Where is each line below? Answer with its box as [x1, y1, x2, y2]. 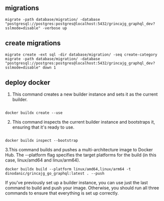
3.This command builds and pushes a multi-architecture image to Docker [5, 147, 153, 153]
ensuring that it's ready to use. [12, 124, 75, 130]
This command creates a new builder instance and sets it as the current [12, 91, 158, 98]
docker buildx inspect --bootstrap [5, 138, 78, 143]
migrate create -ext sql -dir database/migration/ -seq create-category [5, 52, 158, 57]
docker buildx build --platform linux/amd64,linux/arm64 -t [5, 167, 131, 172]
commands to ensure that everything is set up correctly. [5, 190, 119, 196]
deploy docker [5, 78, 51, 87]
